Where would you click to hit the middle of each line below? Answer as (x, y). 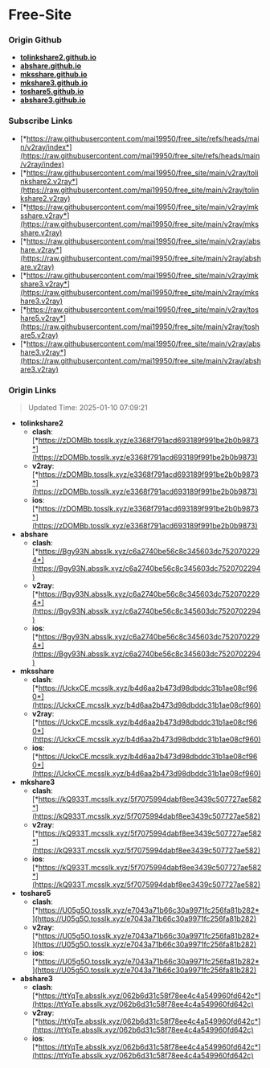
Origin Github (35, 40)
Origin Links (33, 390)
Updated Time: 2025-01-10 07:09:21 (88, 408)
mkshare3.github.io (54, 83)
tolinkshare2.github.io (58, 57)
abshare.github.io (51, 66)
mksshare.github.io (53, 75)
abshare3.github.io (53, 100)
